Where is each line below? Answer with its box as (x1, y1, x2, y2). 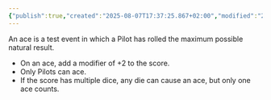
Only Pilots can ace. (19, 66, 87, 77)
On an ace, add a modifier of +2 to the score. (19, 58, 170, 68)
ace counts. (19, 84, 60, 94)
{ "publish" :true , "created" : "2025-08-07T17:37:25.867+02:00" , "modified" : (8, 11, 258, 20)
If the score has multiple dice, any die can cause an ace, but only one (19, 75, 252, 85)
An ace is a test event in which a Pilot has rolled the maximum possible (8, 34, 244, 44)
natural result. (8, 42, 55, 52)
